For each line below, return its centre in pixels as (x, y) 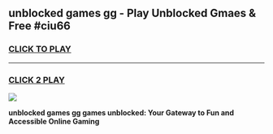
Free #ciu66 (39, 26)
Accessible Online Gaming (54, 121)
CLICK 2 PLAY (37, 80)
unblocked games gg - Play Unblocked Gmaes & (132, 13)
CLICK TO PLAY (40, 50)
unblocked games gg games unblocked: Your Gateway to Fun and (121, 112)
